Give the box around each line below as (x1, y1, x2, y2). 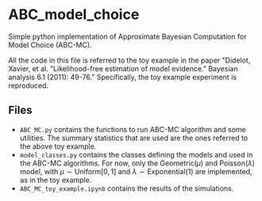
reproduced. (8, 81, 49, 90)
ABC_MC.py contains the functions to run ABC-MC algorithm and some (19, 124, 246, 134)
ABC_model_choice (8, 6, 140, 24)
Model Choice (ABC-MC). (8, 40, 93, 49)
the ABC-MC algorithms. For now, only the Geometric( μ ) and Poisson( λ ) (19, 158, 256, 168)
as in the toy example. (19, 175, 92, 184)
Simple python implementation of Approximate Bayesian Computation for (8, 32, 247, 41)
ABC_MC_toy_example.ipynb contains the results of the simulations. (19, 184, 234, 193)
